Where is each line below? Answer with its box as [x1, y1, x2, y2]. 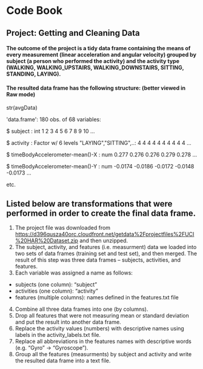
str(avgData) [6, 104, 38, 111]
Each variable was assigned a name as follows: [15, 269, 133, 276]
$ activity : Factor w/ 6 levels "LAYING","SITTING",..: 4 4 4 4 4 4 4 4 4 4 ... [6, 139, 192, 147]
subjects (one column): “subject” [15, 281, 98, 288]
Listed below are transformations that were [6, 198, 173, 209]
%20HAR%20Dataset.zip [15, 237, 79, 244]
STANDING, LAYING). [6, 70, 61, 78]
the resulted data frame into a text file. [15, 357, 111, 364]
